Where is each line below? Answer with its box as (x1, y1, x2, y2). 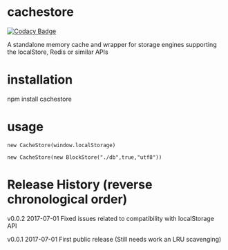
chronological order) (7, 191, 128, 207)
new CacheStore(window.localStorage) (7, 142, 116, 148)
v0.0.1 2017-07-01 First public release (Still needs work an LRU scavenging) (7, 235, 222, 243)
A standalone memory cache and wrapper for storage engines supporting (7, 40, 217, 48)
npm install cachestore (7, 95, 73, 103)
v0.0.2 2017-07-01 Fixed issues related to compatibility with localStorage (7, 214, 214, 222)
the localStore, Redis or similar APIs (7, 48, 108, 56)
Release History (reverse (7, 177, 153, 192)
